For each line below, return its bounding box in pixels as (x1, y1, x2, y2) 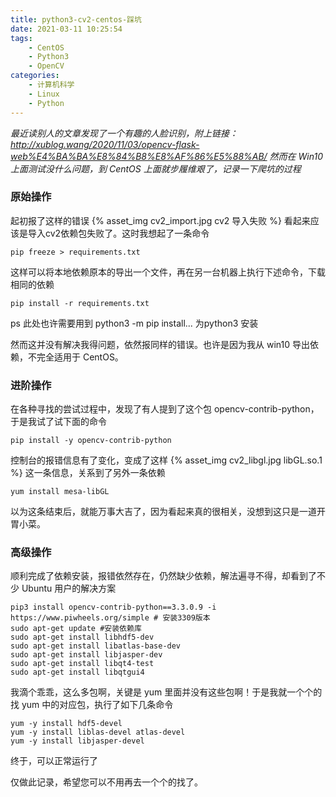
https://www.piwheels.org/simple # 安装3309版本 (10, 613, 211, 623)
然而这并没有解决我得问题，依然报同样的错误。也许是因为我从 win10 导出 (10, 338, 310, 350)
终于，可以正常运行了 (10, 755, 98, 767)
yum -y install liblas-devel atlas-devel (10, 727, 186, 738)
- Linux (28, 89, 60, 99)
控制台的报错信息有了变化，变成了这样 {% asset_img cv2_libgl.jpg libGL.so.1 (10, 454, 323, 466)
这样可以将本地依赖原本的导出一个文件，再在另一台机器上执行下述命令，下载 (10, 266, 326, 278)
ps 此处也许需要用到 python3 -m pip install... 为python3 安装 (10, 317, 259, 329)
